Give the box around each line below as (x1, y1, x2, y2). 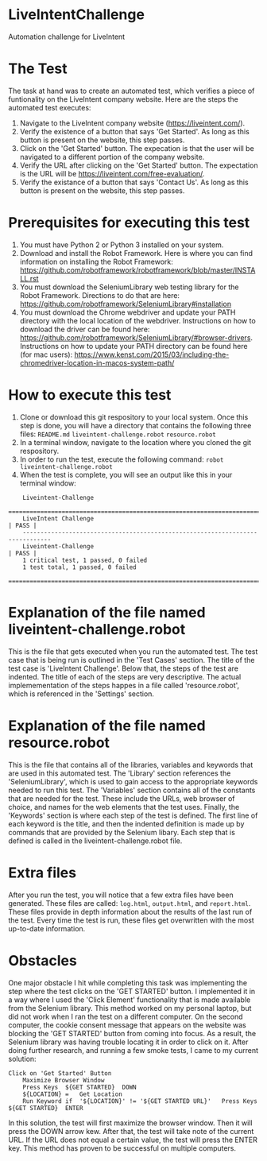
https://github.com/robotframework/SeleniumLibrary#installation (19, 299, 232, 308)
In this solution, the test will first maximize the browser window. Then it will (8, 1118, 253, 1128)
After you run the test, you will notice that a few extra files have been (8, 890, 234, 900)
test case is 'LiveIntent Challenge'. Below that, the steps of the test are (8, 664, 238, 673)
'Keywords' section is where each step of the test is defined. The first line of (8, 811, 258, 820)
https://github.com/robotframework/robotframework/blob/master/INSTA (19, 265, 256, 275)
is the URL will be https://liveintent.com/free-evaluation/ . (19, 168, 205, 178)
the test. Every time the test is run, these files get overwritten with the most (8, 915, 254, 925)
